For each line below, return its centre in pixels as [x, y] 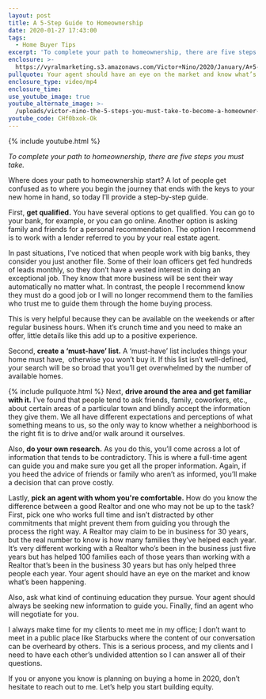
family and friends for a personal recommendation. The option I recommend [132, 229]
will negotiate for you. [44, 614]
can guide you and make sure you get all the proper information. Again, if [127, 465]
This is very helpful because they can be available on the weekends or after [131, 318]
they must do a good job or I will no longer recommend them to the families [131, 294]
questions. [25, 663]
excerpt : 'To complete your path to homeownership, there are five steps [133, 52]
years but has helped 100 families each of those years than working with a [129, 557]
